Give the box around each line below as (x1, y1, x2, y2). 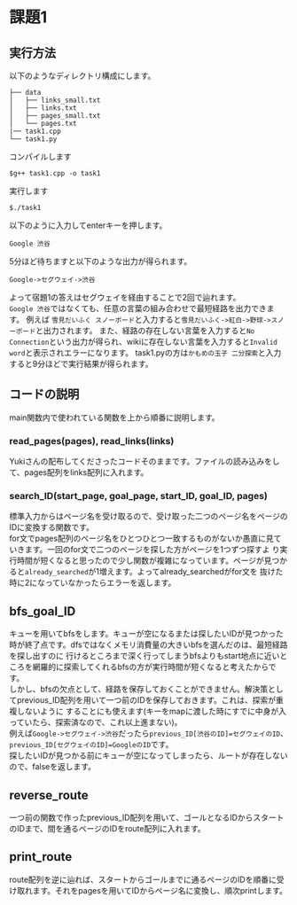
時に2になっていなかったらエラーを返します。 (9, 577, 176, 589)
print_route (9, 849, 73, 864)
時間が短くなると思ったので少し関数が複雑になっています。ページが (16, 555, 264, 566)
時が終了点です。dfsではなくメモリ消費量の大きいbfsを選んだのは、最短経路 (9, 639, 288, 651)
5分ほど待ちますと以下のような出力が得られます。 (9, 256, 192, 266)
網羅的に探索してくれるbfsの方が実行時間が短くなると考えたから (32, 661, 269, 673)
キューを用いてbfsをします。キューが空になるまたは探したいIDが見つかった (9, 628, 284, 639)
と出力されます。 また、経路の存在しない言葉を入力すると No (35, 325, 255, 336)
